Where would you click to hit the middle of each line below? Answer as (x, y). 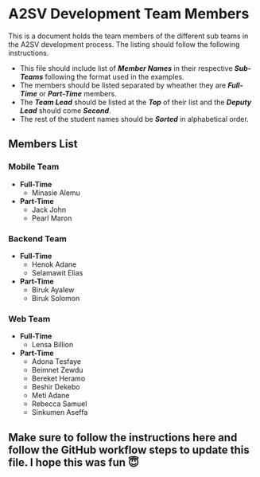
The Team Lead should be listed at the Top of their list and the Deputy (136, 102)
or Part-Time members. (78, 93)
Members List (43, 144)
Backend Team (38, 238)
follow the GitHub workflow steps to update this (129, 450)
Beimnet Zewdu (57, 370)
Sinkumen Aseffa (60, 412)
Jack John (49, 209)
